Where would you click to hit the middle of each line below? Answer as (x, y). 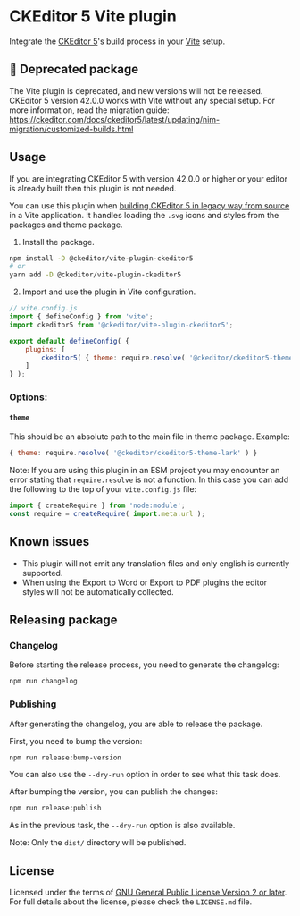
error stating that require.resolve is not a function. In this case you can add (149, 479)
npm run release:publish (55, 808)
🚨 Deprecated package (74, 69)
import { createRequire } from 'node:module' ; (97, 506)
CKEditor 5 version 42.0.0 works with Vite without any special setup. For (142, 100)
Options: (29, 397)
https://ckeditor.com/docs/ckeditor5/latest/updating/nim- (115, 119)
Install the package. (58, 242)
